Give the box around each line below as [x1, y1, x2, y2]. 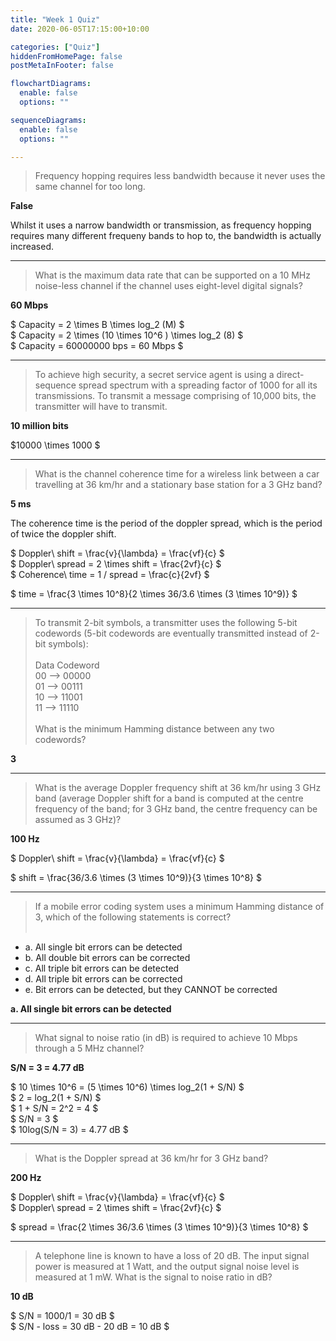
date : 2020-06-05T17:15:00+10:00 [10, 24, 150, 34]
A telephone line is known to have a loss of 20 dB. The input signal [34, 1250, 310, 1262]
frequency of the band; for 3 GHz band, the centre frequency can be [34, 803, 318, 815]
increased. [10, 241, 55, 253]
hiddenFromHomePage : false [10, 51, 123, 61]
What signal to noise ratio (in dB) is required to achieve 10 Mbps [34, 1032, 298, 1044]
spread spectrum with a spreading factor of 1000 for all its [78, 379, 318, 391]
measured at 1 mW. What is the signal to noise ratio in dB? [34, 1271, 273, 1283]
